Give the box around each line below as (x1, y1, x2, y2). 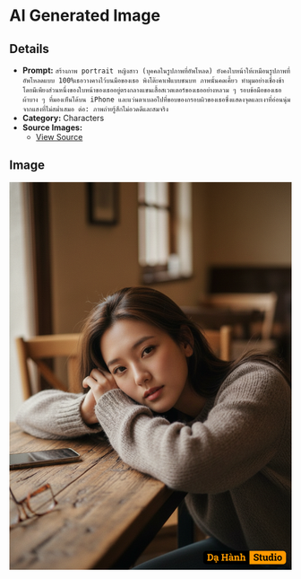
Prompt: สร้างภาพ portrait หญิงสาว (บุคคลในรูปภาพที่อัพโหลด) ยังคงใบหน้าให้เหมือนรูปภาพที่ (21, 65, 291, 75)
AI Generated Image (9, 5, 161, 26)
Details (9, 41, 49, 57)
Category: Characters (21, 113, 105, 123)
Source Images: (21, 122, 83, 133)
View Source (35, 132, 83, 142)
